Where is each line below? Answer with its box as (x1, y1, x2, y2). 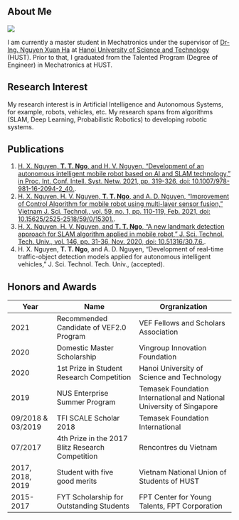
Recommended (56, 314, 108, 324)
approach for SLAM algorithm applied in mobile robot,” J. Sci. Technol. (17, 230, 224, 239)
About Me (7, 6, 52, 18)
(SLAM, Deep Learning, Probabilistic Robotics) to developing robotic (7, 115, 208, 124)
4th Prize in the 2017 (56, 433, 128, 443)
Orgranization (159, 302, 208, 312)
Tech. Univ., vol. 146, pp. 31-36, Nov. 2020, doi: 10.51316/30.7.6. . (17, 237, 206, 246)
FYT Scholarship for (56, 492, 124, 502)
